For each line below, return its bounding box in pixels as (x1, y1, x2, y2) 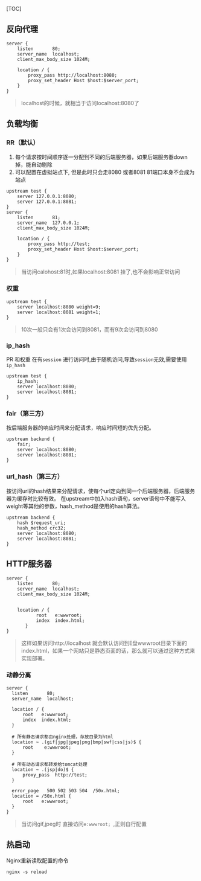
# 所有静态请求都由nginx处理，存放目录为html (11, 734, 113, 740)
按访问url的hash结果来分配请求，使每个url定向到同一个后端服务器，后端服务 (6, 487, 196, 495)
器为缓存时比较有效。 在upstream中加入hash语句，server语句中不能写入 (6, 495, 187, 502)
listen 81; (17, 214, 61, 220)
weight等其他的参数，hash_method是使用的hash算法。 (6, 502, 143, 510)
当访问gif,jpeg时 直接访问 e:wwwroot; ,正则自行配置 (21, 820, 147, 827)
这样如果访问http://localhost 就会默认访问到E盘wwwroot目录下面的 (21, 639, 187, 647)
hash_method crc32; (17, 525, 66, 531)
